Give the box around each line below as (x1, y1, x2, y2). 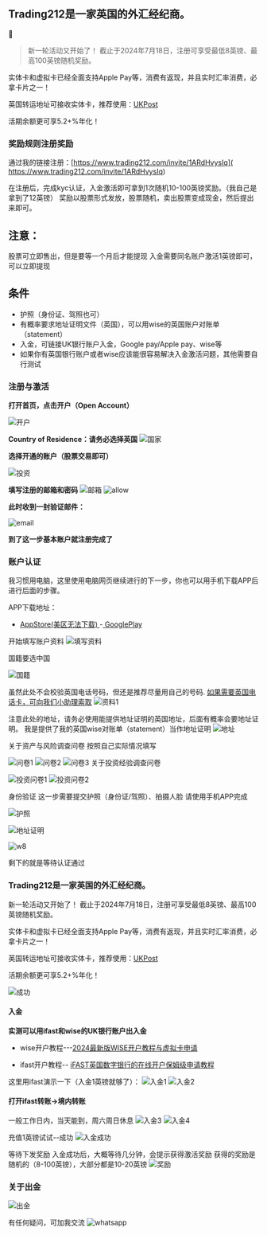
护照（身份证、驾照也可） (19, 309, 104, 319)
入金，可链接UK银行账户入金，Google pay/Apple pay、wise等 (19, 339, 222, 349)
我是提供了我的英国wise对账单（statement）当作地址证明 (23, 724, 212, 734)
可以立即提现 (8, 261, 50, 271)
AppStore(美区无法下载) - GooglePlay (19, 619, 143, 629)
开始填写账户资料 (8, 636, 64, 647)
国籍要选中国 (8, 654, 50, 663)
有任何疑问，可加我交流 (8, 1217, 85, 1228)
